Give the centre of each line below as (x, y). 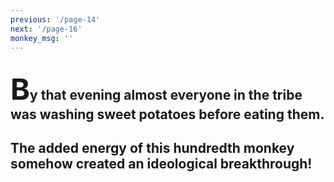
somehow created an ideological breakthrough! (161, 164)
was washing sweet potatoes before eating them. (167, 114)
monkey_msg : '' (42, 38)
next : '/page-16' (46, 29)
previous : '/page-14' (55, 19)
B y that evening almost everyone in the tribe (156, 88)
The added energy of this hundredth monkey (152, 148)
